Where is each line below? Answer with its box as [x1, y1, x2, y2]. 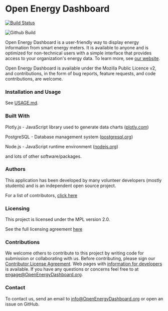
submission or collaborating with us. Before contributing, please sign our [5, 256, 155, 262]
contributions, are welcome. [5, 76, 63, 82]
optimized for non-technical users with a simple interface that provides [5, 50, 152, 56]
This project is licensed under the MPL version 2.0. [5, 216, 110, 222]
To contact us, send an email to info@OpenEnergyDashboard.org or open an [5, 295, 163, 301]
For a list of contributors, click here [5, 192, 78, 198]
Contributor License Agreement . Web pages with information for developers [5, 261, 162, 267]
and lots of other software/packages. [5, 153, 82, 159]
